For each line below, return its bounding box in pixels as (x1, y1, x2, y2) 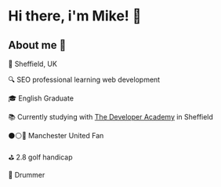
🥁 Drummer (8, 170, 45, 179)
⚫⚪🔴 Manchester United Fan (8, 131, 104, 140)
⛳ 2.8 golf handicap (8, 152, 73, 162)
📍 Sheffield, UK (8, 59, 57, 68)
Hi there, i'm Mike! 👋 (8, 7, 142, 25)
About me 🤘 (8, 38, 67, 52)
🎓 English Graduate (8, 93, 74, 103)
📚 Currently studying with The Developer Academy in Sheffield (8, 112, 214, 121)
